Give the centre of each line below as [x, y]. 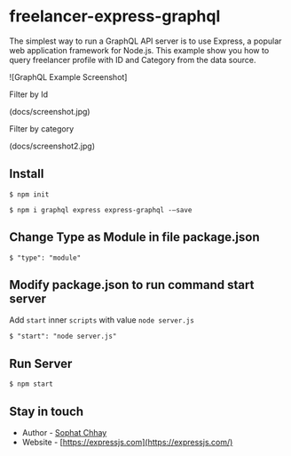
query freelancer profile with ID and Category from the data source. [133, 60]
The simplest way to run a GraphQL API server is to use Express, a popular [145, 41]
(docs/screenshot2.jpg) [52, 146]
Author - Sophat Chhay [64, 432]
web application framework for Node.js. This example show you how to [139, 50]
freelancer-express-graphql [115, 16]
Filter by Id [29, 94]
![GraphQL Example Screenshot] [68, 76]
